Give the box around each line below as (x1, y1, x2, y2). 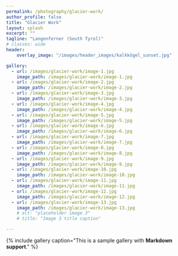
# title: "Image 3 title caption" (16, 215, 101, 222)
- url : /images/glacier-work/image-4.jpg (11, 101, 115, 107)
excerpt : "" (6, 31, 35, 36)
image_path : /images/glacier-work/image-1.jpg (16, 74, 133, 80)
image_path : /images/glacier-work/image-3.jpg (16, 96, 133, 102)
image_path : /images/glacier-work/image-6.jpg (16, 129, 133, 134)
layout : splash (6, 25, 43, 31)
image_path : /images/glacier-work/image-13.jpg (16, 205, 135, 211)
